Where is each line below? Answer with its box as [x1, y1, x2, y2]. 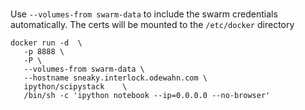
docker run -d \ [10, 38, 83, 48]
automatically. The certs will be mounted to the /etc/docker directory [10, 19, 295, 31]
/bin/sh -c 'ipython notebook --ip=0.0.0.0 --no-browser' [23, 91, 271, 101]
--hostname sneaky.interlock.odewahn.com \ [23, 73, 208, 83]
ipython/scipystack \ [23, 82, 128, 92]
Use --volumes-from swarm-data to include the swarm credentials [10, 8, 278, 20]
